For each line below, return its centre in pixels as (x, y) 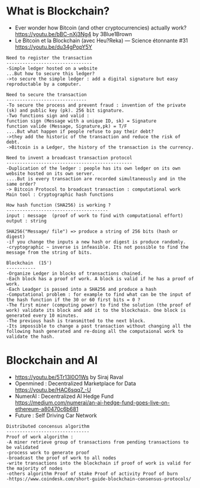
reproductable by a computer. (44, 84)
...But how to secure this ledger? (51, 73)
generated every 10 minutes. (43, 316)
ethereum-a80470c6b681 (47, 409)
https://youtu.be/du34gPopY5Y (54, 47)
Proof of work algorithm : (40, 437)
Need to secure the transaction (46, 94)
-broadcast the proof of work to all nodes (61, 458)
